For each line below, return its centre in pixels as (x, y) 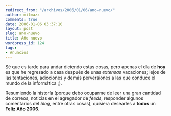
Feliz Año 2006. (22, 109)
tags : (11, 48)
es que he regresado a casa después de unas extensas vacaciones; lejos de (86, 72)
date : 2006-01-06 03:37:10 (34, 24)
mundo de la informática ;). (34, 83)
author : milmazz (22, 15)
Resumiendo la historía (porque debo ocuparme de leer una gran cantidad (83, 93)
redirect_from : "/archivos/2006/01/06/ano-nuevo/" (60, 10)
